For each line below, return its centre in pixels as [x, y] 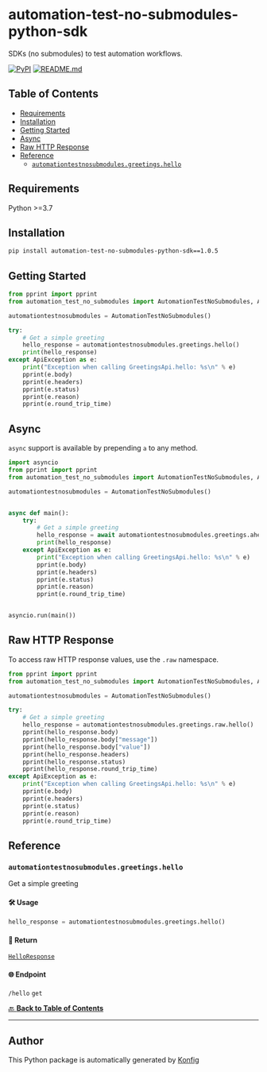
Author [26, 1041]
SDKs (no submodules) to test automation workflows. [95, 53]
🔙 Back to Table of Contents [56, 1008]
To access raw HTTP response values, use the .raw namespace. [114, 659]
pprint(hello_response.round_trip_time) [90, 769]
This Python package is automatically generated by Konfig [104, 1060]
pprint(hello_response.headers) [76, 754]
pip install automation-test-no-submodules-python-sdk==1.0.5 [113, 251]
